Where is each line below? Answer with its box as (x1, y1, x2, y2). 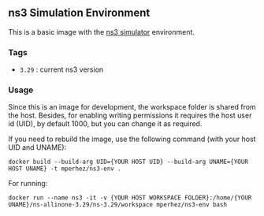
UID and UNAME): (8, 143, 67, 152)
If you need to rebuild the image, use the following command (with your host (8, 134, 256, 144)
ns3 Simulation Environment (8, 6, 151, 20)
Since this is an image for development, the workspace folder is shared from (8, 102, 256, 112)
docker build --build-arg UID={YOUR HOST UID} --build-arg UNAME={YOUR (8, 158, 248, 166)
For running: (8, 179, 48, 188)
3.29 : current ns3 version (19, 65, 104, 74)
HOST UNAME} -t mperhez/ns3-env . (8, 165, 122, 173)
